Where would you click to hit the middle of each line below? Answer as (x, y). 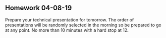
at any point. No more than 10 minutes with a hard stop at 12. (67, 30)
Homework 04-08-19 (38, 8)
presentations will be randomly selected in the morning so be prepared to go (83, 25)
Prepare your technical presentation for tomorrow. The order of (70, 19)
